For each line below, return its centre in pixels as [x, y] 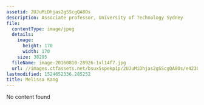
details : [23, 35]
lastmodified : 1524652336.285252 [49, 74]
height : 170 [37, 46]
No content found [28, 97]
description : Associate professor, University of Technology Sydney [95, 18]
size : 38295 [32, 57]
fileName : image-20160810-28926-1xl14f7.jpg [69, 63]
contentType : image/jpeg [43, 29]
